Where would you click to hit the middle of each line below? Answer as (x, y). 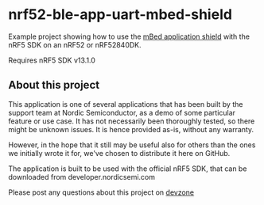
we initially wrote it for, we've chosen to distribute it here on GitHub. (119, 153)
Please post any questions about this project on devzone (101, 192)
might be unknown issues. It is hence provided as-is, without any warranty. (131, 129)
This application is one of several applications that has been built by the (126, 104)
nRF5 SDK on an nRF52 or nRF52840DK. (75, 44)
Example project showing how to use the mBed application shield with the (129, 36)
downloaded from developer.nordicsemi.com (82, 177)
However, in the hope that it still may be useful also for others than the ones (132, 145)
